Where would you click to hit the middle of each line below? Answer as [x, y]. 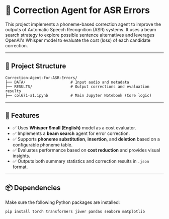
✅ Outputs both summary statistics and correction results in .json [81, 161]
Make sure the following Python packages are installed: [63, 202]
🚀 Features [22, 116]
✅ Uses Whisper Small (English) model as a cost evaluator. [74, 127]
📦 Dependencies [33, 188]
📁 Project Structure [36, 66]
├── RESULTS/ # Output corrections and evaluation [77, 87]
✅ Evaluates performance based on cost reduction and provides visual [86, 150]
